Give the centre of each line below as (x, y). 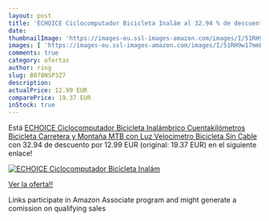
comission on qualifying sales (57, 208)
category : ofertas (39, 61)
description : (30, 82)
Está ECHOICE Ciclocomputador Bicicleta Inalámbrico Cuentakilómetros (127, 128)
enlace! (20, 154)
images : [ (25, 46)
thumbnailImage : (35, 38)
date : (17, 30)
